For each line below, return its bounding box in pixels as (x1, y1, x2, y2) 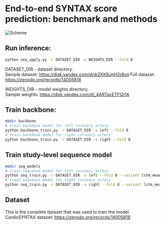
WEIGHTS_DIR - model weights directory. (5, 86, 89, 92)
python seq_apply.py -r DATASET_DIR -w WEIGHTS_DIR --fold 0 (5, 57, 133, 62)
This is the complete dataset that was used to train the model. (5, 209, 130, 215)
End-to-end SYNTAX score (5, 3, 118, 14)
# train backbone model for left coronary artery (5, 123, 109, 128)
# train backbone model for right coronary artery (5, 133, 111, 138)
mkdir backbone (5, 119, 36, 124)
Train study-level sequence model (5, 151, 112, 159)
